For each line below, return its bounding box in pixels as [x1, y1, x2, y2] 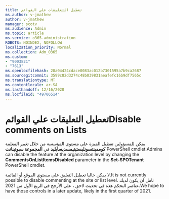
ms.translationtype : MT [5, 78, 56, 83]
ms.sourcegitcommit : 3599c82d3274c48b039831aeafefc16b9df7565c [5, 73, 142, 78]
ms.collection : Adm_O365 [5, 49, 58, 54]
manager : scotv [5, 21, 37, 27]
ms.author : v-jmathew [5, 12, 51, 17]
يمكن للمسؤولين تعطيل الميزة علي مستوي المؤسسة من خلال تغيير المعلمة [5, 141, 146, 147]
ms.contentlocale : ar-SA [5, 82, 58, 87]
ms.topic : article [5, 31, 44, 36]
